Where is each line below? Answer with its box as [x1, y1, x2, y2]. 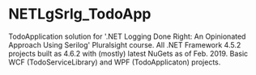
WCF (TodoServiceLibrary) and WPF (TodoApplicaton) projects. [8, 57, 221, 67]
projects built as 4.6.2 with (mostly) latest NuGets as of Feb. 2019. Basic [8, 48, 249, 58]
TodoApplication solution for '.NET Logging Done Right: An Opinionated [8, 31, 246, 41]
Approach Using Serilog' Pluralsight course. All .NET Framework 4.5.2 [8, 40, 241, 49]
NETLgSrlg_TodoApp [8, 5, 151, 23]
